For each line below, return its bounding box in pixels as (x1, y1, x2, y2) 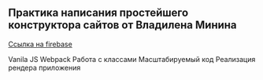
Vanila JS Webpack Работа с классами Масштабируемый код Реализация (8, 54, 256, 64)
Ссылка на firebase (8, 39, 72, 49)
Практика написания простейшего (8, 6, 189, 20)
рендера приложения (8, 63, 81, 72)
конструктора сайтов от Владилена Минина (8, 19, 238, 32)
